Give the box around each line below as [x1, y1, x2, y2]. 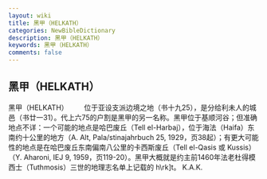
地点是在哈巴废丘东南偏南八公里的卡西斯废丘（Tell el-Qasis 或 [22, 142, 226, 152]
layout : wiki [8, 11, 52, 20]
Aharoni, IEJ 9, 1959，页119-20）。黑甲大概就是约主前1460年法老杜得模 [23, 152, 257, 161]
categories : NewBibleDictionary [8, 26, 116, 34]
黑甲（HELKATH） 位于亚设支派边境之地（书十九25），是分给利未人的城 [8, 103, 257, 112]
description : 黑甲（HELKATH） [8, 33, 104, 42]
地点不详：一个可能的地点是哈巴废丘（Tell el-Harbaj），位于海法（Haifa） [8, 123, 249, 132]
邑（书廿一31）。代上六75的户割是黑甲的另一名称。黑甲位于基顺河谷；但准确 [8, 112, 257, 122]
